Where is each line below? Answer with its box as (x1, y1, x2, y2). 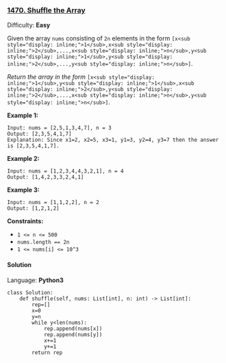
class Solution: (7, 289, 53, 296)
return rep (32, 349, 63, 356)
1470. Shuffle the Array (7, 5, 86, 15)
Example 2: (7, 155, 40, 163)
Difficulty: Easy (7, 21, 51, 29)
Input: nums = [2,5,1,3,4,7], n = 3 (7, 125, 112, 132)
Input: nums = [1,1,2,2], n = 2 (7, 199, 99, 206)
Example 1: (7, 112, 39, 120)
